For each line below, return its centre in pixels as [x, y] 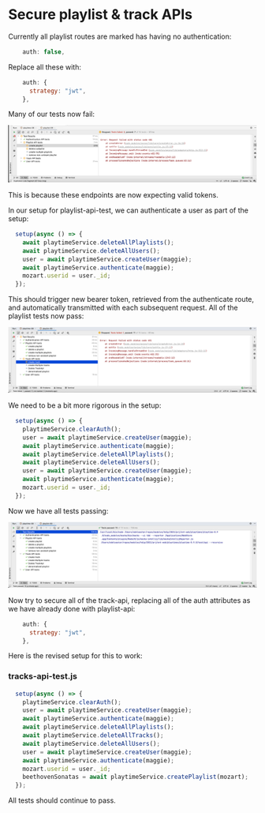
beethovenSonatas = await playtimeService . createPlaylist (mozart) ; [135, 777]
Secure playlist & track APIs [101, 15]
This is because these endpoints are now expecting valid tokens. [113, 195]
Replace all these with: [45, 67]
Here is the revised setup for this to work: [76, 656]
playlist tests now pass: [46, 316]
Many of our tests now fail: [51, 114]
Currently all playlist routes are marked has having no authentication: [120, 36]
